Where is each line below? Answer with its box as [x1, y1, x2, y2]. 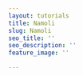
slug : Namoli [8, 26, 52, 34]
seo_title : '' [8, 34, 56, 42]
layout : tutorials [8, 11, 69, 20]
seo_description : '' [8, 42, 77, 50]
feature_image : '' [8, 49, 69, 57]
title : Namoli [8, 19, 56, 27]
